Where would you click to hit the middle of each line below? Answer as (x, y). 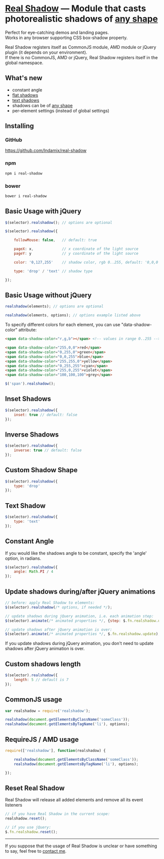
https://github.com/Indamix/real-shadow (46, 151)
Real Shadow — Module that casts (76, 9)
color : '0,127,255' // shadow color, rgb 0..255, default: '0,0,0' (87, 262)
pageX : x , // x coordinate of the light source (76, 249)
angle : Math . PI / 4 (34, 572)
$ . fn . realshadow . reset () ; (31, 832)
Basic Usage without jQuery (48, 295)
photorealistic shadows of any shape (82, 19)
